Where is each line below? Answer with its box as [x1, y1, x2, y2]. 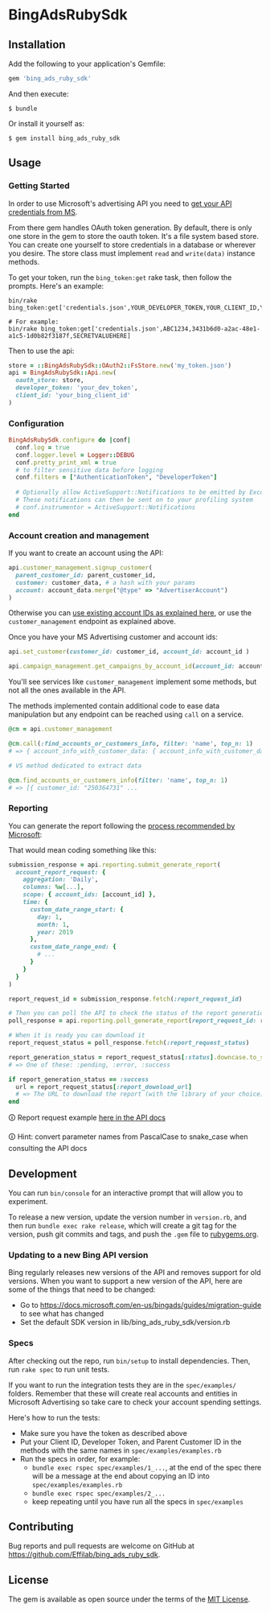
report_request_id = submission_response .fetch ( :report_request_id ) [8, 995, 243, 1003]
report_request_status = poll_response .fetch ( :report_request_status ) [8, 1039, 250, 1047]
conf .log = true [15, 443, 70, 451]
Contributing [8, 1520, 74, 1533]
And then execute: [8, 88, 69, 98]
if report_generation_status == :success [8, 1075, 149, 1084]
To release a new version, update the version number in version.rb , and [8, 1212, 247, 1222]
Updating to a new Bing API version [8, 1249, 149, 1260]
